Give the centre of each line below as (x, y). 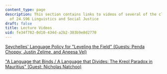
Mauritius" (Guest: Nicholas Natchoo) (43, 67)
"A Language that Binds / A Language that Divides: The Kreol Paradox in (79, 61)
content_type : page (25, 10)
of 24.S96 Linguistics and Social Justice (54, 19)
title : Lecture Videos (29, 28)
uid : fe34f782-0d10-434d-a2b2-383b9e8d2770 (51, 33)
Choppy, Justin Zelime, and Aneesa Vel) (46, 52)
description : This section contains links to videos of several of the (81, 14)
